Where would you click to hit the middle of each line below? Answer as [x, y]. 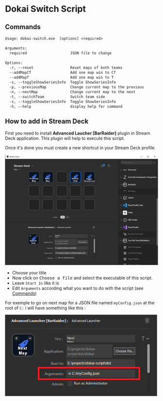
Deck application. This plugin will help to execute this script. [65, 138]
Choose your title [29, 272]
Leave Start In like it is [35, 283]
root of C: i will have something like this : [45, 308]
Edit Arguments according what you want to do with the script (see [78, 288]
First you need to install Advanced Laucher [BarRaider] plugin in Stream [78, 133]
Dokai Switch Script [46, 9]
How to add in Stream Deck [47, 122]
